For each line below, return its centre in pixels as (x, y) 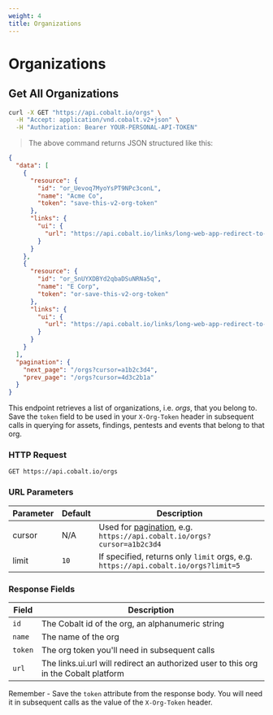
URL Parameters (41, 492)
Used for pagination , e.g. (146, 527)
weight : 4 (25, 16)
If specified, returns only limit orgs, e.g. (176, 556)
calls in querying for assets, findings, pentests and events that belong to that (136, 425)
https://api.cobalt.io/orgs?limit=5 (170, 565)
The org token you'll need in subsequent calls (128, 650)
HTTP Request (38, 455)
